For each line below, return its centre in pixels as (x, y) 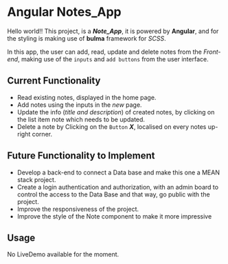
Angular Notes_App (64, 12)
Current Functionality (54, 81)
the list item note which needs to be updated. (81, 119)
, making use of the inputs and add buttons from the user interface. (113, 59)
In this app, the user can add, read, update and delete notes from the (105, 52)
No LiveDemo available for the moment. (63, 254)
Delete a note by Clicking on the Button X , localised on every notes (112, 126)
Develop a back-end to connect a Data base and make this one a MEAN (118, 172)
